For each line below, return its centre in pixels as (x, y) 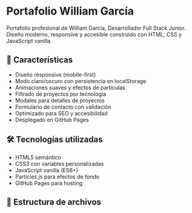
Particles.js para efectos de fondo (57, 177)
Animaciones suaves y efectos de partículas (70, 87)
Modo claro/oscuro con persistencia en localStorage (81, 81)
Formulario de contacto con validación (63, 107)
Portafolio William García (70, 11)
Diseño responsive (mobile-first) (55, 75)
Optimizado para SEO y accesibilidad (61, 113)
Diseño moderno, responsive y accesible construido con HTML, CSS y (94, 34)
